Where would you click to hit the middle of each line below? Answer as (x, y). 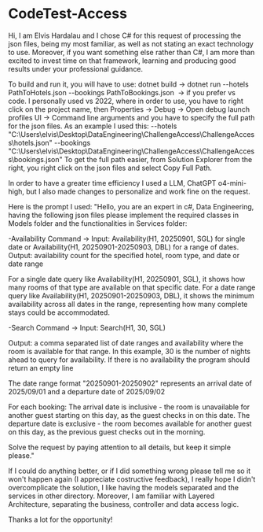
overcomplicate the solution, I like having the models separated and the (124, 487)
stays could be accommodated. (59, 312)
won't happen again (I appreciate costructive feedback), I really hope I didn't (132, 479)
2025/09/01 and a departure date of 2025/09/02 (87, 391)
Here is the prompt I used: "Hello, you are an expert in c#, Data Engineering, (131, 206)
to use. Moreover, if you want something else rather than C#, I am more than (131, 52)
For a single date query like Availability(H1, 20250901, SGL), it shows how (127, 279)
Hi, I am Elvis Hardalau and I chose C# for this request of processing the (125, 35)
